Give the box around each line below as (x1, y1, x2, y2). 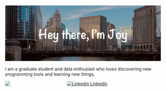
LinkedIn (90, 81, 108, 87)
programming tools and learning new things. (5, 71, 95, 77)
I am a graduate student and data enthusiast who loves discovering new (5, 66, 152, 72)
